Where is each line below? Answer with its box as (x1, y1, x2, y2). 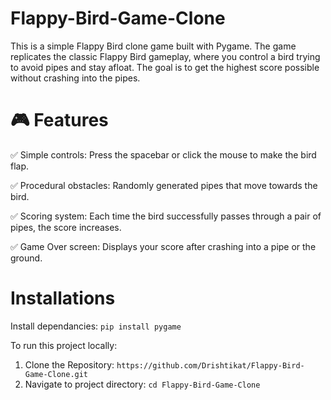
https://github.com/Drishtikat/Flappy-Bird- (116, 360, 305, 371)
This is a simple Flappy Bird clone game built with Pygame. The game (10, 40, 297, 52)
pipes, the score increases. (10, 221, 122, 233)
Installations (10, 287, 116, 310)
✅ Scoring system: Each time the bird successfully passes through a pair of (10, 210, 322, 222)
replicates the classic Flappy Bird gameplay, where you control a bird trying (10, 50, 321, 62)
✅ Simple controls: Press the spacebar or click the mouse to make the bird (10, 148, 317, 161)
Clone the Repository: (24, 358, 115, 371)
